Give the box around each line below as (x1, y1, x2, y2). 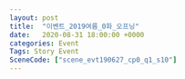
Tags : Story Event (9, 47, 79, 56)
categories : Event (9, 38, 79, 48)
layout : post (9, 13, 59, 23)
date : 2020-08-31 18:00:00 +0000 (9, 30, 145, 39)
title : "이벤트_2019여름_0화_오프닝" (9, 22, 139, 31)
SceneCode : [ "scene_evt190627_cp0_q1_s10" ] (9, 55, 178, 64)
